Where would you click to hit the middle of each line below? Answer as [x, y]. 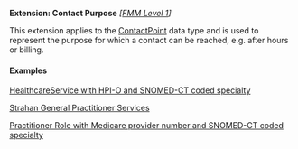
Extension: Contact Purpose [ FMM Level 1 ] [90, 13]
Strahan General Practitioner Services [80, 108]
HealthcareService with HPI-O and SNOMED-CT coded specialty [130, 90]
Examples [28, 70]
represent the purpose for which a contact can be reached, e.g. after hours [149, 40]
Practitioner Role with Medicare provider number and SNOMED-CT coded [147, 126]
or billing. [27, 50]
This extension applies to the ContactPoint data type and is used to [134, 30]
